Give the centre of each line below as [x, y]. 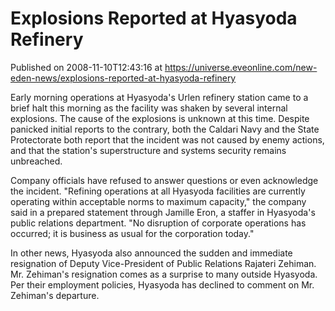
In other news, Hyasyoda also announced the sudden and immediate [151, 253]
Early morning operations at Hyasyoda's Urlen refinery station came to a [159, 97]
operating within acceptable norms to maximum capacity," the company [158, 201]
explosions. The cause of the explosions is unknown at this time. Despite [160, 118]
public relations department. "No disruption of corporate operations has [158, 223]
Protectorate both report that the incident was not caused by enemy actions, [167, 139]
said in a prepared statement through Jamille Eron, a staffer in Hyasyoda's [163, 212]
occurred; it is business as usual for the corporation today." [132, 233]
